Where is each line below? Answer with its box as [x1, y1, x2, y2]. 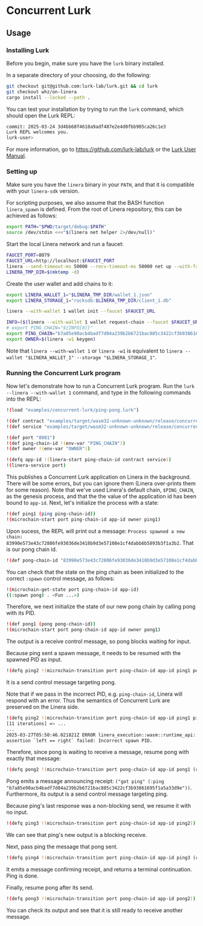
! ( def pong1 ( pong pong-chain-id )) [6, 621, 96, 627]
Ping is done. [6, 872, 39, 879]
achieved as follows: [6, 212, 57, 219]
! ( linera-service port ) [6, 462, 66, 468]
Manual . [6, 152, 27, 159]
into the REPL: [6, 395, 41, 403]
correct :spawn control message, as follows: [6, 575, 115, 582]
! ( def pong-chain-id [6, 557, 59, 564]
